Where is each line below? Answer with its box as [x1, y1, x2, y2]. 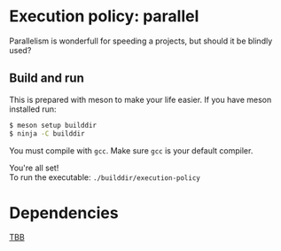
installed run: [9, 104, 57, 114]
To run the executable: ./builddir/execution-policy [9, 171, 201, 183]
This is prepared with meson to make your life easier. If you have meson [9, 94, 272, 105]
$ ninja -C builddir [9, 129, 86, 138]
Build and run [9, 71, 84, 86]
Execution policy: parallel [9, 6, 199, 27]
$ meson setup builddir [9, 121, 98, 129]
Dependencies [9, 202, 119, 223]
